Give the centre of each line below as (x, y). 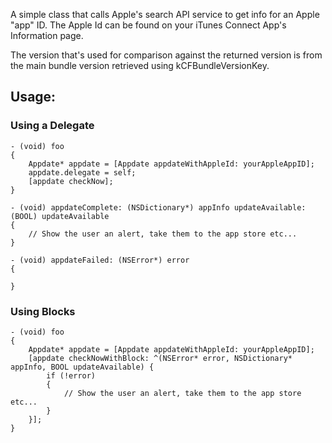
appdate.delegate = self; (82, 172)
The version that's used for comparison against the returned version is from (166, 55)
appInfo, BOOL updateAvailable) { (82, 367)
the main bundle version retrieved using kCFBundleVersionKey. (140, 65)
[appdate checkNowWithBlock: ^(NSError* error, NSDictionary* (160, 358)
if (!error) (71, 375)
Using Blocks (43, 311)
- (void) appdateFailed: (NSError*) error (100, 260)
